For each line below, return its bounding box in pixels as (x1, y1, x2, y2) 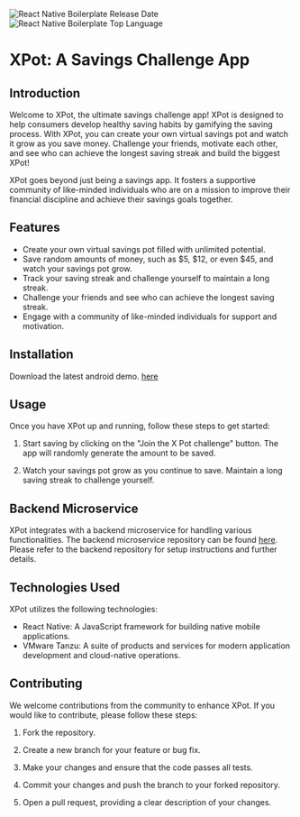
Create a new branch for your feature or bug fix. (22, 744, 201, 755)
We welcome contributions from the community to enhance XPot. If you (9, 700, 276, 711)
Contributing (9, 676, 83, 692)
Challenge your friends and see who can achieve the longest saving (22, 291, 275, 302)
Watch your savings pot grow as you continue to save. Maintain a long (22, 465, 283, 476)
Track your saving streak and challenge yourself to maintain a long (22, 272, 270, 283)
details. (9, 554, 37, 565)
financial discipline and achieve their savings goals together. (9, 194, 233, 205)
